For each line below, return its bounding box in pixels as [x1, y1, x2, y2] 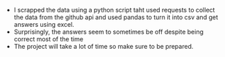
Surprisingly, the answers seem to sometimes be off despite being [13, 27, 203, 36]
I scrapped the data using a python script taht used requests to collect [13, 6, 215, 14]
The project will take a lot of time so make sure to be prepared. [13, 43, 194, 50]
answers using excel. [13, 21, 74, 28]
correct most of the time [13, 35, 83, 43]
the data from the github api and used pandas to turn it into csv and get [13, 13, 219, 21]
